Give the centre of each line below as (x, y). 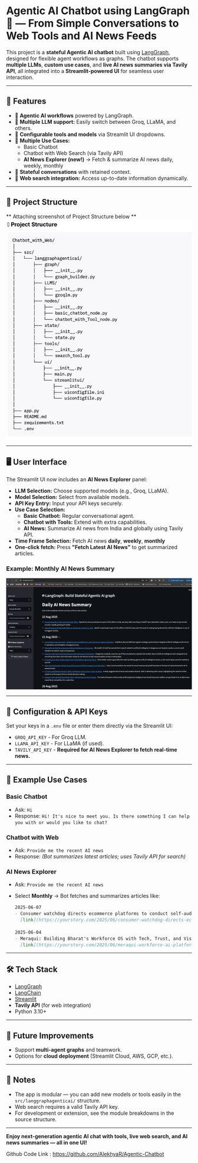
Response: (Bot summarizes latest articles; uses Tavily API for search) (100, 856)
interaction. (20, 77)
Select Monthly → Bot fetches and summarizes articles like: (87, 896)
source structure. (36, 1119)
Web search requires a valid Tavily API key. (67, 1106)
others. (23, 128)
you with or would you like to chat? (61, 822)
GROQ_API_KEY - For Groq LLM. (51, 737)
